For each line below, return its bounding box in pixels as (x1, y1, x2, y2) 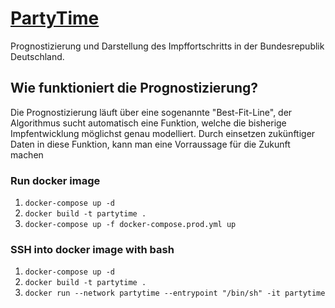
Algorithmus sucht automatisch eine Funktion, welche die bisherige (10, 117, 287, 129)
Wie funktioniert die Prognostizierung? (10, 80, 259, 97)
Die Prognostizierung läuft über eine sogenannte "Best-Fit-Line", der (10, 106, 293, 118)
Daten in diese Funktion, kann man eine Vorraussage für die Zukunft (10, 138, 291, 150)
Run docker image (10, 173, 101, 187)
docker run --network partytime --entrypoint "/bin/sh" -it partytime (24, 288, 326, 299)
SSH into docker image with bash (10, 242, 175, 256)
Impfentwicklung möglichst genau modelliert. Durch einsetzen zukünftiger (10, 127, 316, 139)
